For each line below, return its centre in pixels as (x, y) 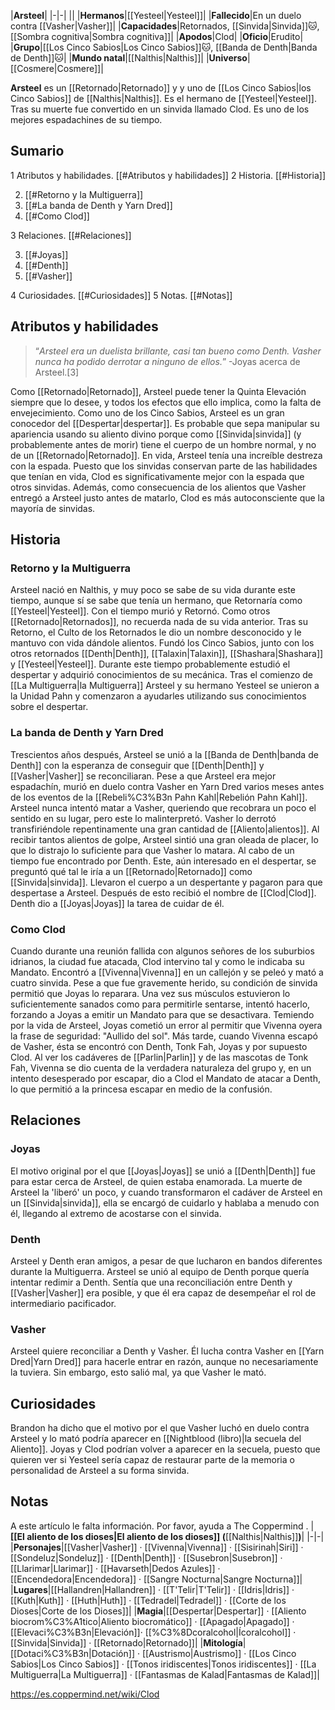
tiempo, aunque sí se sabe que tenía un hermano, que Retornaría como (156, 601)
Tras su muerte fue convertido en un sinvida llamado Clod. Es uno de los (160, 109)
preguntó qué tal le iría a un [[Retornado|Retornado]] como (131, 871)
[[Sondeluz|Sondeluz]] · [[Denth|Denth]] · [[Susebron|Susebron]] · (146, 1557)
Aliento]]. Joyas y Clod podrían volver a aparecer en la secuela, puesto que (165, 1449)
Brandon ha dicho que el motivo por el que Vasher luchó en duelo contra (160, 1428)
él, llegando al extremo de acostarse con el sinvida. (116, 1213)
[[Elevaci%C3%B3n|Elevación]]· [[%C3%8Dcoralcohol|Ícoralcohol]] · (153, 1632)
